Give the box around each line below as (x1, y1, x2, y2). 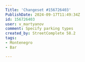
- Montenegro (5, 40, 33, 45)
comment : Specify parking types (5, 26, 73, 31)
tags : (5, 36, 17, 41)
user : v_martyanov (5, 21, 44, 27)
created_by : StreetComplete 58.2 (5, 31, 76, 36)
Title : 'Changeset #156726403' (5, 7, 71, 13)
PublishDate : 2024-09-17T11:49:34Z (5, 12, 80, 17)
